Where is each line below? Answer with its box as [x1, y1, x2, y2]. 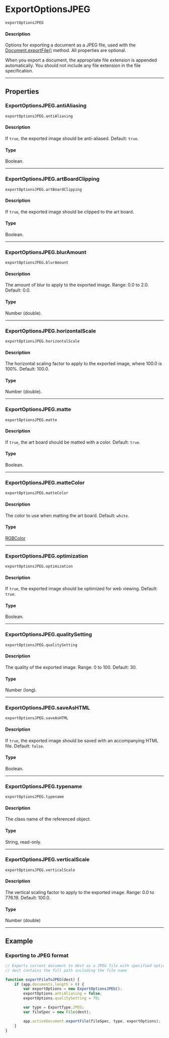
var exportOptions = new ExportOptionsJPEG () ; [23, 986, 123, 992]
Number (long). [5, 687, 37, 693]
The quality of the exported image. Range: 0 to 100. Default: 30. [5, 664, 137, 670]
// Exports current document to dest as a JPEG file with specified [5, 963, 152, 968]
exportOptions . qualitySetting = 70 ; [23, 996, 100, 1001]
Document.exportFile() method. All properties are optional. [5, 47, 127, 53]
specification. [5, 68, 34, 74]
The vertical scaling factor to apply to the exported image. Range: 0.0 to [5, 889, 154, 895]
